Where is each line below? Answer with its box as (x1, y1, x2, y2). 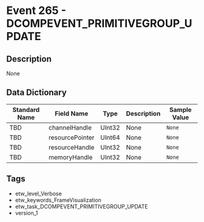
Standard (12, 105, 40, 114)
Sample (169, 105, 192, 114)
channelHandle (48, 123, 92, 131)
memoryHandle (48, 153, 93, 161)
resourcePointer (48, 133, 95, 142)
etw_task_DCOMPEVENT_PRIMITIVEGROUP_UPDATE (15, 203, 149, 210)
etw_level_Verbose (15, 190, 62, 197)
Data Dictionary (6, 88, 67, 98)
